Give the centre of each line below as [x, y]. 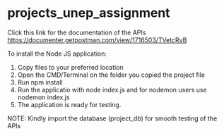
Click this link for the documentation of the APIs [77, 32]
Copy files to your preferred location [70, 67]
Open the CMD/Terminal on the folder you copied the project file [111, 75]
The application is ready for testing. [69, 104]
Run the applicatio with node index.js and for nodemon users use [112, 89]
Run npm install [40, 82]
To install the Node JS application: [57, 54]
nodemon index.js [43, 97]
